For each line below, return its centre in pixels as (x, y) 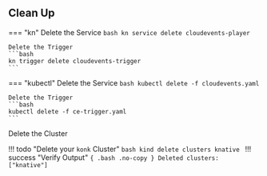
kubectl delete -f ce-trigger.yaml (68, 111)
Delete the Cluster (38, 133)
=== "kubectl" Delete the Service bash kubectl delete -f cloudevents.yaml (134, 82)
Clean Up (32, 13)
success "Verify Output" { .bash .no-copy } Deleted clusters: (114, 157)
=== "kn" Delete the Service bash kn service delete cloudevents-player (129, 32)
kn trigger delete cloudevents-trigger (75, 61)
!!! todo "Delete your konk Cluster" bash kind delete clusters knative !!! (130, 149)
